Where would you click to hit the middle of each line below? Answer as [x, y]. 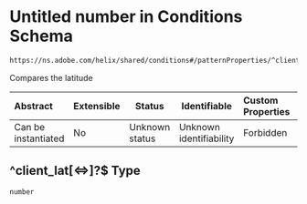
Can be [30, 127]
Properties [267, 111]
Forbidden [265, 132]
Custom [261, 100]
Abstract [33, 106]
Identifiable [207, 106]
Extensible [96, 106]
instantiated [39, 138]
